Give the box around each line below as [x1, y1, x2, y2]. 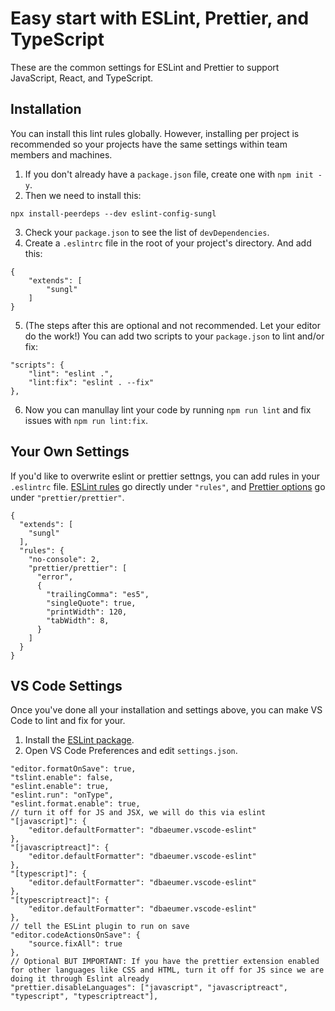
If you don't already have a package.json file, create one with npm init [24, 168, 314, 180]
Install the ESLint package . [24, 734, 135, 746]
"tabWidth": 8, [46, 615, 110, 626]
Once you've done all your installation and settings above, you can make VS [10, 704, 323, 716]
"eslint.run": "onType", [10, 790, 114, 801]
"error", [36, 572, 74, 582]
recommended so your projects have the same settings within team [10, 138, 288, 150]
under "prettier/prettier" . [10, 491, 125, 503]
